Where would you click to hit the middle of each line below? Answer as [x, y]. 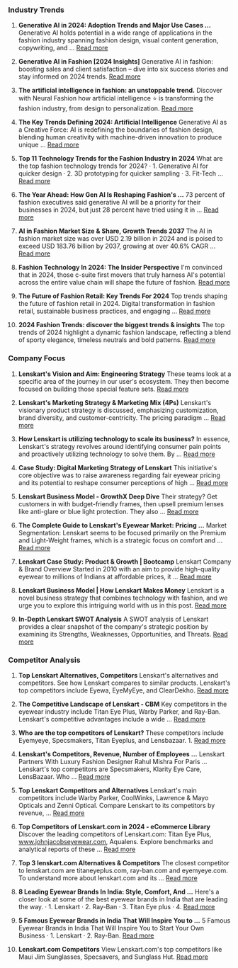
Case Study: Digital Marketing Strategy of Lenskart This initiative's [118, 467]
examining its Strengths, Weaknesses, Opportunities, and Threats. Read [123, 634]
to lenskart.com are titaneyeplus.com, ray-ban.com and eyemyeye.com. [123, 870]
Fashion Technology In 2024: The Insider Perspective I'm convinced [120, 268]
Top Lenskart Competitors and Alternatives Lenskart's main [107, 790]
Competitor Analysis [44, 660]
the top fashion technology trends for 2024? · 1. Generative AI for [113, 166]
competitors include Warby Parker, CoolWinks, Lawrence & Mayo [113, 797]
